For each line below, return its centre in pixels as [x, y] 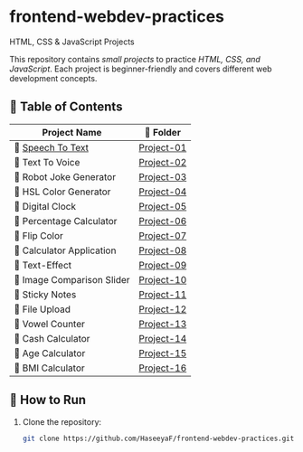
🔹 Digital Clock [45, 206]
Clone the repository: [62, 421]
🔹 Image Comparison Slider [72, 279]
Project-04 [163, 192]
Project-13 [163, 324]
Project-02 [163, 162]
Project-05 [163, 206]
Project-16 [163, 368]
